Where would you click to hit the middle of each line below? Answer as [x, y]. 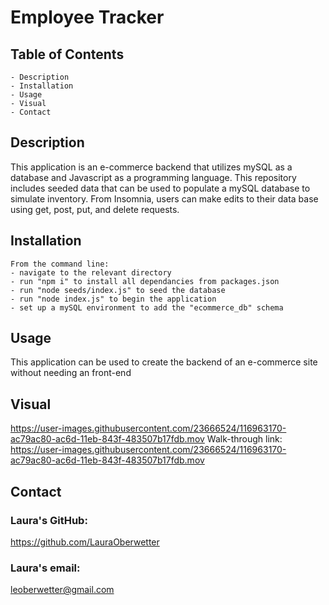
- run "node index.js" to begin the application [113, 299]
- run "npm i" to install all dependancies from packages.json [145, 281]
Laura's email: [45, 568]
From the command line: [60, 264]
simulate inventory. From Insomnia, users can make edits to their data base [164, 198]
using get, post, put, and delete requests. [95, 209]
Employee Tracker [87, 17]
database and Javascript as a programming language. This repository [153, 177]
